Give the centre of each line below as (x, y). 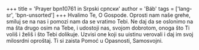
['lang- (184, 9)
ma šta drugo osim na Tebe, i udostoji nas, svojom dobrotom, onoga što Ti (98, 28)
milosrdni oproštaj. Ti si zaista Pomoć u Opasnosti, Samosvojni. (85, 41)
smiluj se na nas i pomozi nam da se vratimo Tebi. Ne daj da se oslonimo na (100, 21)
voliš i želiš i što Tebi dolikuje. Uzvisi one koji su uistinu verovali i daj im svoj (100, 34)
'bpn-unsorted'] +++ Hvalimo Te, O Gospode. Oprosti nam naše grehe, (103, 15)
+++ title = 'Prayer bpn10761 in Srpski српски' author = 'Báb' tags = (90, 9)
